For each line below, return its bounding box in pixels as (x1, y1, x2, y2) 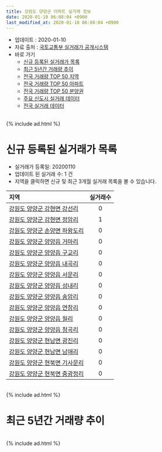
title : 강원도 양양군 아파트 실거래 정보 (6, 8, 91, 15)
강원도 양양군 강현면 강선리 (9, 205, 79, 213)
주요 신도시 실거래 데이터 (23, 95, 80, 102)
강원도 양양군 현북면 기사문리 (9, 359, 84, 367)
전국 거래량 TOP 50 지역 (23, 73, 79, 80)
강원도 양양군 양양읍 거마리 (9, 238, 79, 246)
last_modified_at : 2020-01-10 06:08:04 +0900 (6, 19, 119, 25)
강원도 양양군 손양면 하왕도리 (9, 227, 84, 235)
